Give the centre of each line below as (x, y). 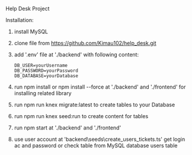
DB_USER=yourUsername (41, 65)
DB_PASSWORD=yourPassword (46, 71)
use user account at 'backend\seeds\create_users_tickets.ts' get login (100, 139)
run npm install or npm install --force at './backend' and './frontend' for (100, 87)
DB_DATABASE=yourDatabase (46, 76)
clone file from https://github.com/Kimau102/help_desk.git (85, 43)
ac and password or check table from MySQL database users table (96, 145)
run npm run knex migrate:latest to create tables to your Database (95, 105)
